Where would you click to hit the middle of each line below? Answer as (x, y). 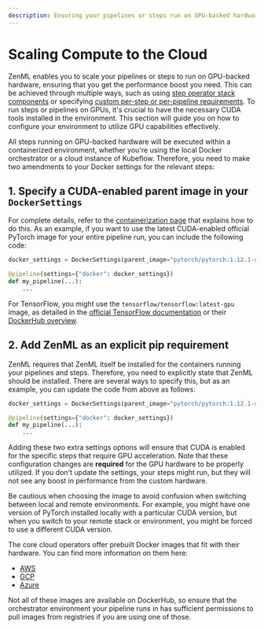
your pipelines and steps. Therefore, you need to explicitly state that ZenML (130, 372)
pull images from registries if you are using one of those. (100, 617)
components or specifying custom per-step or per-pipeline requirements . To (132, 101)
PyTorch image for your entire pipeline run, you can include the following (126, 237)
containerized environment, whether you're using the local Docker (115, 149)
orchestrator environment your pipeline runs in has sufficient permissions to (131, 609)
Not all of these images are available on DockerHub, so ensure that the (123, 600)
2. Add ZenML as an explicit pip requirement (119, 346)
